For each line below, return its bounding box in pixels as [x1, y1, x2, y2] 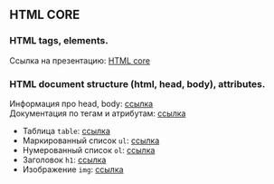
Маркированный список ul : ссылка [22, 135, 160, 146]
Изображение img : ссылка [22, 163, 124, 175]
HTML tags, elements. [9, 34, 109, 47]
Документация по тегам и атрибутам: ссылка [9, 108, 186, 119]
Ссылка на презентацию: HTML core [9, 54, 151, 66]
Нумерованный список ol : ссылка [22, 144, 156, 155]
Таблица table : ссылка [22, 125, 111, 136]
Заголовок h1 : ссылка [22, 154, 107, 165]
